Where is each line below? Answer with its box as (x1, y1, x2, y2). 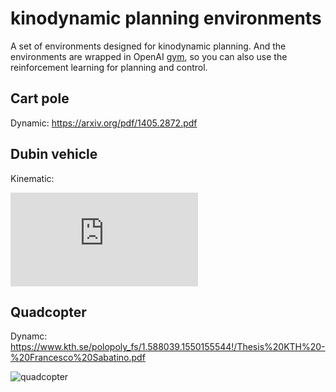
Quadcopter (10, 303, 87, 321)
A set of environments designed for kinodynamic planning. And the (10, 40, 287, 52)
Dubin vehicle (10, 146, 98, 163)
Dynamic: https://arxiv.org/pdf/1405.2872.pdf (10, 117, 198, 129)
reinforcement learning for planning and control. (10, 61, 208, 73)
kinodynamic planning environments (10, 7, 322, 30)
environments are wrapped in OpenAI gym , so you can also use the (10, 50, 288, 62)
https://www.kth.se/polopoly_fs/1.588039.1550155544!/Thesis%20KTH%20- (10, 341, 326, 353)
